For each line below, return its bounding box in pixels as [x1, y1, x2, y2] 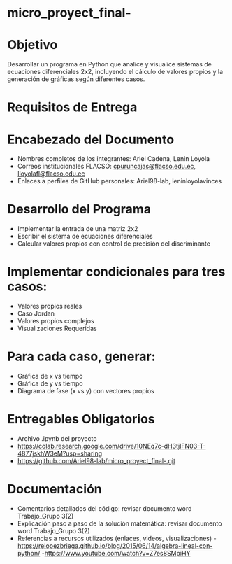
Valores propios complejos [17, 317, 94, 325]
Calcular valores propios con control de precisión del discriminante [17, 239, 211, 248]
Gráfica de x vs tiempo [17, 372, 83, 381]
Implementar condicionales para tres [7, 264, 226, 280]
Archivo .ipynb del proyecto [17, 435, 97, 442]
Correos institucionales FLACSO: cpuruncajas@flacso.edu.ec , [17, 162, 196, 171]
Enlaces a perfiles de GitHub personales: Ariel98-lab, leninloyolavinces [17, 177, 222, 185]
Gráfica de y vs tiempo [17, 379, 83, 388]
